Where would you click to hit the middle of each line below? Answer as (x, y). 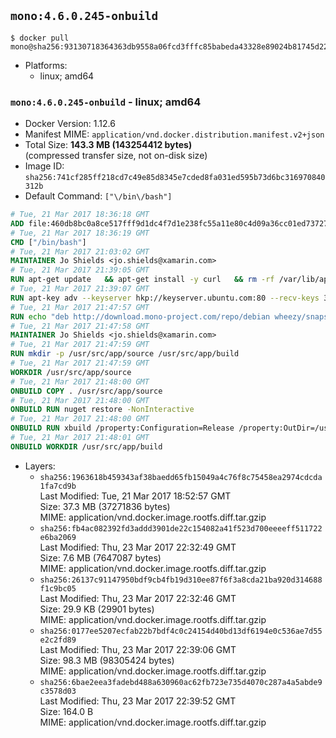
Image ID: (44, 166)
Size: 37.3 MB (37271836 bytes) (105, 506)
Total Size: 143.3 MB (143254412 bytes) (108, 145)
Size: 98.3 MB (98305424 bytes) (107, 660)
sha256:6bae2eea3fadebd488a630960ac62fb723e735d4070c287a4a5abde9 (181, 682)
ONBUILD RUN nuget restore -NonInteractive (102, 410)
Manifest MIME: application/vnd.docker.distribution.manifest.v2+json (174, 134)
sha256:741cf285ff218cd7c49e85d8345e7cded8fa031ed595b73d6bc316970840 (175, 178)
